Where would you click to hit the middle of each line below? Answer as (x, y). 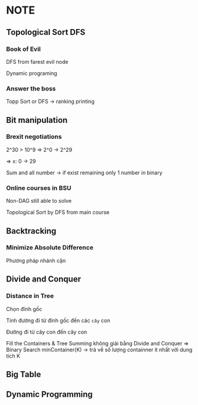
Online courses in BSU (39, 188)
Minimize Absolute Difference (50, 248)
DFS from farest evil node (37, 61)
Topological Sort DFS (46, 32)
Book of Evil (24, 49)
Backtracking (31, 231)
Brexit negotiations (34, 137)
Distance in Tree (30, 296)
